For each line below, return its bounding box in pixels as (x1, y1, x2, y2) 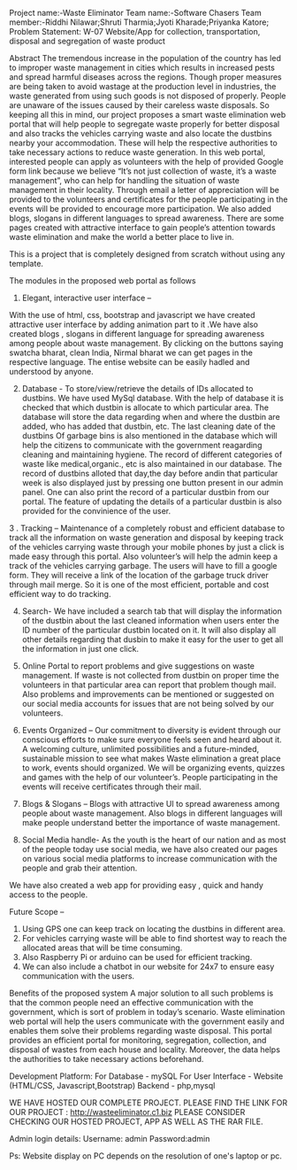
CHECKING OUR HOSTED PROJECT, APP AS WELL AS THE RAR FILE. (9, 1116, 263, 1127)
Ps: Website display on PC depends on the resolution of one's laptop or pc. (9, 1151, 283, 1161)
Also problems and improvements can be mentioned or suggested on (21, 689, 275, 699)
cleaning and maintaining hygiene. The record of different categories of (21, 449, 283, 460)
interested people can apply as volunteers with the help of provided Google (9, 157, 285, 167)
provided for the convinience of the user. (21, 506, 171, 516)
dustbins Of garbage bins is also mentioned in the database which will (21, 430, 278, 441)
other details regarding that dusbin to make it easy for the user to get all (21, 634, 284, 645)
